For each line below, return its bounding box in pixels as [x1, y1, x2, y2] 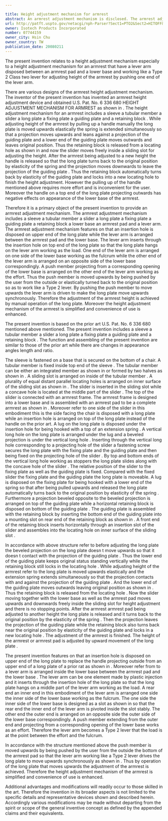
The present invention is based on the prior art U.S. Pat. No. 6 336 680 [5, 320, 151, 326]
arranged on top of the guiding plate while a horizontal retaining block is [5, 500, 154, 506]
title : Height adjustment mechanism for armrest [5, 11, 108, 16]
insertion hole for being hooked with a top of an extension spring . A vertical [5, 426, 161, 432]
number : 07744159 [5, 30, 41, 35]
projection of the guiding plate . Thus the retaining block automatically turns [5, 168, 161, 174]
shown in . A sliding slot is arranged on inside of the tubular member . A [5, 373, 152, 379]
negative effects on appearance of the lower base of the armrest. [5, 195, 140, 201]
